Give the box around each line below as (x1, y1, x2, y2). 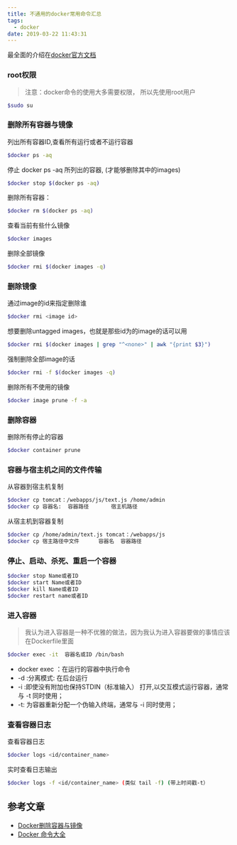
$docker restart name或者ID (7, 592, 89, 599)
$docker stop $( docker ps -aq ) (7, 179, 100, 187)
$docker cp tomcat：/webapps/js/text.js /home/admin (7, 497, 165, 504)
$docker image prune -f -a (7, 397, 87, 404)
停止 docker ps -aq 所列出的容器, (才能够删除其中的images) (7, 165, 181, 174)
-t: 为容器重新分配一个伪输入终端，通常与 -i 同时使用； (17, 700, 177, 709)
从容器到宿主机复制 (7, 483, 64, 491)
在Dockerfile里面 (24, 637, 75, 645)
